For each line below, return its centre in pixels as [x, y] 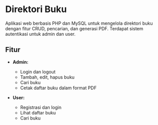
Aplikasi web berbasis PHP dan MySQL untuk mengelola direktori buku [79, 23]
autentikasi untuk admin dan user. [41, 34]
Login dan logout [38, 72]
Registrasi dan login [41, 107]
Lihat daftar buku [38, 112]
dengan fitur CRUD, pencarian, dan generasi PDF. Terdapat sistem [74, 28]
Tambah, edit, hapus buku [47, 77]
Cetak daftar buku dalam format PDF [58, 88]
